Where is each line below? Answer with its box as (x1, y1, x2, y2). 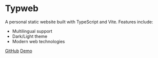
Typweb (5, 3, 39, 14)
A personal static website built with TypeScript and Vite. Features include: (5, 19, 154, 25)
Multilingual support (12, 28, 53, 34)
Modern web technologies (12, 38, 65, 44)
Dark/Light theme (12, 33, 48, 39)
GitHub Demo (5, 48, 33, 54)
